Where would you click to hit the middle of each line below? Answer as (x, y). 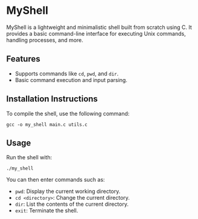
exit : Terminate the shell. (46, 211)
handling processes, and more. (45, 40)
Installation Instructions (52, 99)
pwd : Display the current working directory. (68, 191)
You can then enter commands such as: (56, 180)
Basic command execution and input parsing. (71, 80)
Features (23, 59)
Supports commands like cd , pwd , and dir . (67, 74)
